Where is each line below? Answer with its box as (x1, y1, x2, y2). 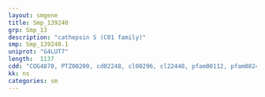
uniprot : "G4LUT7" (8, 48, 69, 56)
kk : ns (8, 70, 30, 77)
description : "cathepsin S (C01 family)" (8, 33, 147, 41)
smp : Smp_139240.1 (8, 41, 69, 48)
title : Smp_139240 (8, 19, 69, 27)
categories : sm (8, 77, 58, 84)
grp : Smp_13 (8, 26, 47, 34)
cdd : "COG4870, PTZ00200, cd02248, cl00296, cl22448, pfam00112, (8, 63, 227, 70)
